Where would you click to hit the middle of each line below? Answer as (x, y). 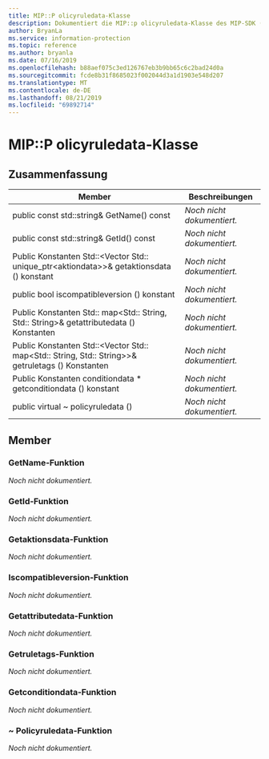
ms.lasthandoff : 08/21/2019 (55, 98)
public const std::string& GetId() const (84, 239)
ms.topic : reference (43, 46)
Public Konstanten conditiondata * (77, 379)
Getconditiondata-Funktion (62, 692)
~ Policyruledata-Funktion (60, 730)
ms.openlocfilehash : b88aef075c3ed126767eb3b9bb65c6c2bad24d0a (116, 68)
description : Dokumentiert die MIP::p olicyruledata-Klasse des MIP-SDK (132, 23)
